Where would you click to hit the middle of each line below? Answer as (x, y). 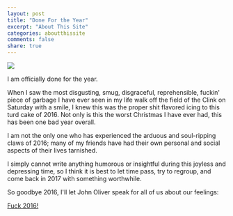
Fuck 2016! (23, 206)
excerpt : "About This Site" (48, 26)
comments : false (31, 40)
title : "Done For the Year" (48, 20)
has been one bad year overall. (51, 122)
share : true (24, 46)
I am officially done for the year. (53, 79)
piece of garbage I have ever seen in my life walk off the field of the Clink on (116, 100)
